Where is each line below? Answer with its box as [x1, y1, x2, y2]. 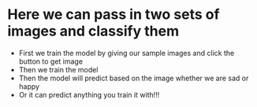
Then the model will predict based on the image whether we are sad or [18, 73, 249, 83]
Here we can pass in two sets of [7, 6, 220, 24]
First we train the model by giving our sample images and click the [18, 48, 235, 57]
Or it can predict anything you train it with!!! [18, 90, 160, 99]
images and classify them [7, 22, 179, 40]
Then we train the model [18, 65, 99, 74]
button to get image [18, 57, 84, 66]
